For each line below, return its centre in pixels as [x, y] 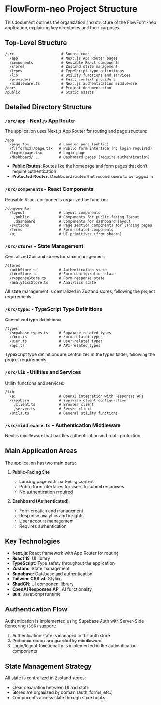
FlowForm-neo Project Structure [71, 9]
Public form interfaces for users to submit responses [72, 486]
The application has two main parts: [41, 463]
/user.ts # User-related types [56, 341]
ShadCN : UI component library [43, 584]
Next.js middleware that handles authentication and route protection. [73, 435]
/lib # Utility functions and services [70, 75]
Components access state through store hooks [59, 698]
